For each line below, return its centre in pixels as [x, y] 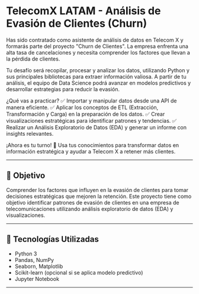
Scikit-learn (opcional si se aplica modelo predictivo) [79, 272]
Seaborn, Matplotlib [39, 266]
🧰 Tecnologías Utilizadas [52, 239]
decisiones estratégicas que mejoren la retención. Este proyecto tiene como [99, 196]
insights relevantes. [30, 133]
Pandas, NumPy [34, 260]
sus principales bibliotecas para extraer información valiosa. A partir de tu [96, 76]
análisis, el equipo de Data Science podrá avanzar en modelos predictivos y [99, 83]
